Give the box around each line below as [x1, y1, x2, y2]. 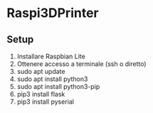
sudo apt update [16, 68, 65, 75]
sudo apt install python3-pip [16, 82, 100, 90]
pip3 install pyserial [16, 97, 74, 106]
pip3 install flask [16, 90, 65, 98]
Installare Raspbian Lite [16, 52, 86, 60]
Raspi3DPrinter [6, 5, 99, 21]
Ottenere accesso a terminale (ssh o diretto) [16, 60, 147, 68]
